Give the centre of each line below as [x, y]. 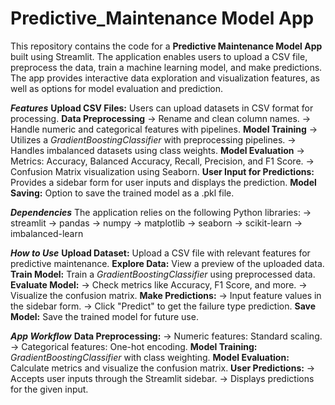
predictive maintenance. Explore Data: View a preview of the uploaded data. [167, 263]
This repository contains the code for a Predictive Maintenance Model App [166, 46]
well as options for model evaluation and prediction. [116, 88]
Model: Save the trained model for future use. [104, 316]
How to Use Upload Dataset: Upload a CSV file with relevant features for [160, 253]
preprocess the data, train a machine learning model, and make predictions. [166, 67]
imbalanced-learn [47, 233]
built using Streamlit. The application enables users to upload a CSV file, [159, 56]
